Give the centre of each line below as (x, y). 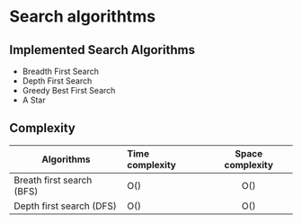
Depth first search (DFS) (65, 206)
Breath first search (53, 180)
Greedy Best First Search (69, 90)
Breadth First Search (61, 71)
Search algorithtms (82, 17)
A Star (34, 100)
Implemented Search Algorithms (102, 50)
